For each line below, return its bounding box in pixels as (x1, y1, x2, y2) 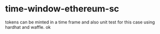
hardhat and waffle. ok (5, 24, 51, 30)
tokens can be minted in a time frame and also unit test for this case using (5, 19, 155, 25)
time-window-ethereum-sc (5, 3, 120, 14)
